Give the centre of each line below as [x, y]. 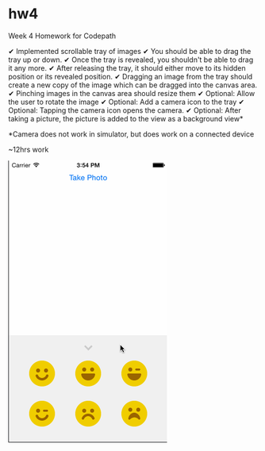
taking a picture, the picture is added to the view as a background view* [126, 118]
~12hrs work [29, 149]
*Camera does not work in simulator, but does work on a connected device [131, 134]
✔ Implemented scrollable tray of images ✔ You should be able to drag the [130, 51]
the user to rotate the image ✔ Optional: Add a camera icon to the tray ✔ [127, 102]
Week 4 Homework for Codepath [62, 36]
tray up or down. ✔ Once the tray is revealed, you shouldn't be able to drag [131, 60]
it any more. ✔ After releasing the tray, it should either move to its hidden [127, 67]
